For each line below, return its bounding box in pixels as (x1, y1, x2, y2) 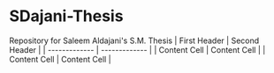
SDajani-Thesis (9, 6, 124, 26)
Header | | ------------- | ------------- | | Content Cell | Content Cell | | (9, 44, 266, 55)
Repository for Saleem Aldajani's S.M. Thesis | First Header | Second (9, 35, 260, 46)
